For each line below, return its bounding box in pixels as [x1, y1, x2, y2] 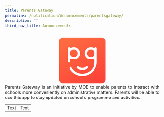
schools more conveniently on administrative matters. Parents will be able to [5, 89, 160, 95]
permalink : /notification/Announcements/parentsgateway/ [5, 13, 124, 18]
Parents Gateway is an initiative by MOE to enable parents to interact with [5, 84, 160, 90]
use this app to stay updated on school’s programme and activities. [5, 95, 141, 100]
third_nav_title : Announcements [5, 23, 71, 28]
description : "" [5, 18, 38, 23]
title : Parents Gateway [5, 8, 54, 13]
